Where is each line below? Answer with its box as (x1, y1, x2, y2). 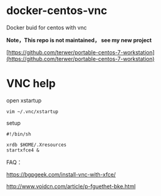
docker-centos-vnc (6, 4, 108, 18)
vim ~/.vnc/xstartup (6, 108, 59, 115)
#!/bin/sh (6, 131, 32, 137)
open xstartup (6, 96, 41, 104)
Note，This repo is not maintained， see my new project (6, 36, 152, 43)
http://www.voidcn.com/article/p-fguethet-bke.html (6, 183, 136, 190)
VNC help (6, 77, 56, 90)
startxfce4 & (6, 147, 40, 153)
